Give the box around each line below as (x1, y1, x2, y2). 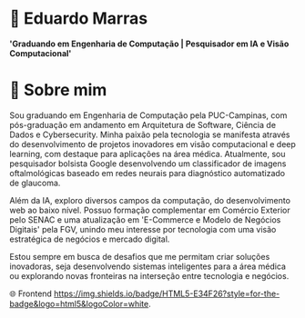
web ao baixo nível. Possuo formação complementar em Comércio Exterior (9, 204, 290, 215)
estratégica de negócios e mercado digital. (9, 234, 170, 244)
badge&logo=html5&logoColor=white (9, 298, 149, 309)
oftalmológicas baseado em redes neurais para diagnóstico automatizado (9, 167, 285, 178)
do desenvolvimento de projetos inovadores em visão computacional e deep (9, 138, 296, 149)
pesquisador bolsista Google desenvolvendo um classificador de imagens (9, 158, 287, 169)
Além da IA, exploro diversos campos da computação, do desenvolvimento (9, 194, 291, 205)
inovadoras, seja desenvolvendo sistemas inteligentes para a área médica (9, 261, 287, 272)
